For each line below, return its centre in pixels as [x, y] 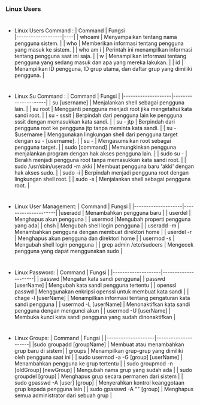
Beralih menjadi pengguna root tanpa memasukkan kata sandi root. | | [100, 160]
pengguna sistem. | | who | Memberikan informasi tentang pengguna [99, 43]
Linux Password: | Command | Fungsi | [62, 272]
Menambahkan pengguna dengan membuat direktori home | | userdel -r [103, 232]
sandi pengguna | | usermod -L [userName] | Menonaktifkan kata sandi [102, 304]
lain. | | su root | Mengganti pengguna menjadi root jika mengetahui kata [103, 109]
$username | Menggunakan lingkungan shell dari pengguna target [96, 134]
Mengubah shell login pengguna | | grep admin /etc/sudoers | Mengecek [104, 245]
